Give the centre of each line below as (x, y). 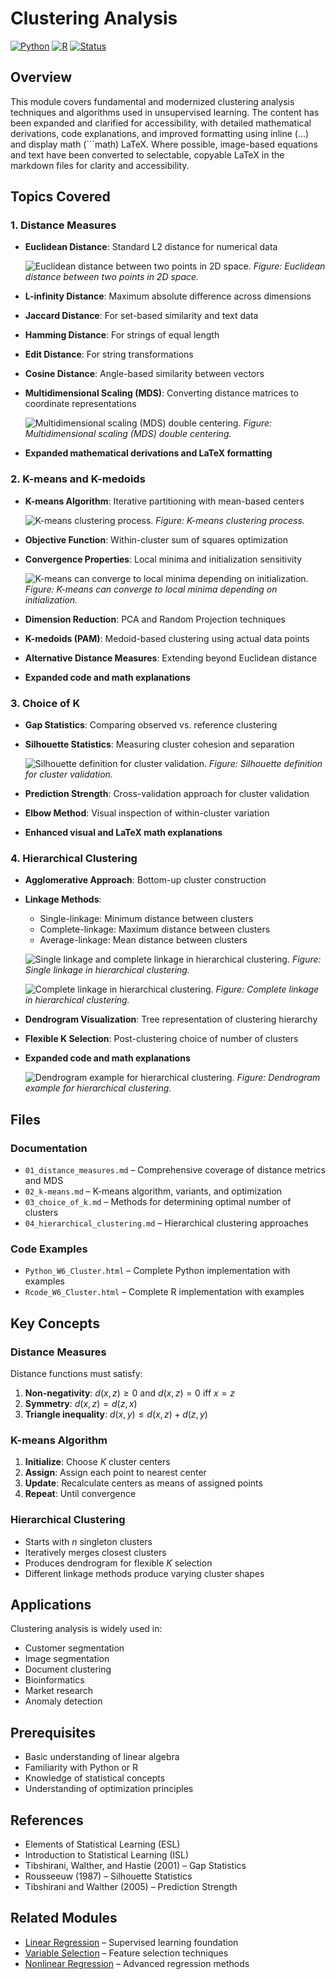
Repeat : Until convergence (80, 1494)
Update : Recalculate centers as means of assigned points (143, 1483)
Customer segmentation (74, 1648)
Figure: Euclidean (289, 266)
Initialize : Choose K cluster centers (97, 1462)
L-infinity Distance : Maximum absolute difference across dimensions (168, 296)
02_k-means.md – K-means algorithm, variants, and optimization (153, 1191)
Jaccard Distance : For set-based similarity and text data (141, 316)
